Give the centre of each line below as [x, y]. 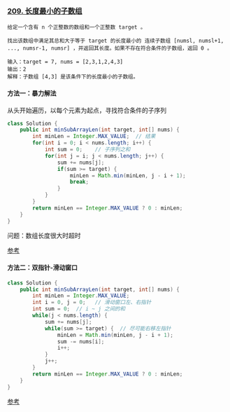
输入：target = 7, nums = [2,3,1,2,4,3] [65, 62]
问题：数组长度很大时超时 [44, 235]
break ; [79, 182]
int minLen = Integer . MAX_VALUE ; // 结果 [94, 137]
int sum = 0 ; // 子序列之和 [87, 149]
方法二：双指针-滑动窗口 [43, 268]
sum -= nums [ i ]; [81, 341]
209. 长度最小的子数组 [45, 11]
